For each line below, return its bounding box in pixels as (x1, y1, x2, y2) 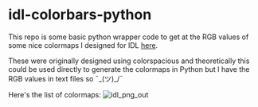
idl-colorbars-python (8, 6, 152, 24)
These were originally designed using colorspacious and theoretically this (8, 56, 250, 65)
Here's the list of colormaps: (8, 89, 102, 99)
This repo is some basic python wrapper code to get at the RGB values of (8, 32, 249, 42)
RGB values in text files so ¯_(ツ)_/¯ (8, 73, 123, 83)
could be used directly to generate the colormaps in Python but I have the (8, 64, 250, 73)
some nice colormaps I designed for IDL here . (8, 40, 158, 50)
